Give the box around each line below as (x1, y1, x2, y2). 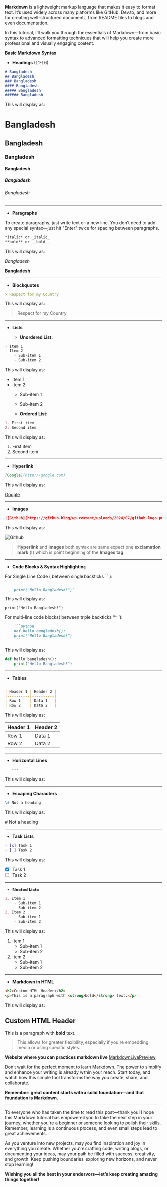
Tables (12, 675, 27, 681)
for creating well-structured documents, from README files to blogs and (5, 15, 154, 20)
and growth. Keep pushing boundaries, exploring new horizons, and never (5, 1156, 157, 1162)
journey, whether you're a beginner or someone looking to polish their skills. (5, 1120, 161, 1126)
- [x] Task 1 (5, 843, 32, 848)
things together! (5, 1176, 40, 1182)
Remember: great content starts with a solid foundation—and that (5, 1089, 144, 1095)
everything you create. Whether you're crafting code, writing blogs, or (5, 1145, 149, 1151)
